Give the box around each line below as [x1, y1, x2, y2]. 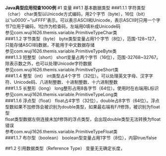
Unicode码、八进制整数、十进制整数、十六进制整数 [13, 79, 118, 85]
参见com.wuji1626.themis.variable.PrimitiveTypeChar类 [5, 30, 117, 35]
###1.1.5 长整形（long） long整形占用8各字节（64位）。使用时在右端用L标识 [5, 85, 159, 91]
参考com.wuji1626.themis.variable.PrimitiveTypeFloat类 [5, 129, 118, 134]
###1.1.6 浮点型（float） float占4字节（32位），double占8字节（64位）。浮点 [5, 98, 160, 104]
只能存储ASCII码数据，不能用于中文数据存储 [5, 42, 95, 48]
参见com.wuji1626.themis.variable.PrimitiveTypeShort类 [5, 67, 119, 72]
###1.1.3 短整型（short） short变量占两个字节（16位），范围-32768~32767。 [5, 54, 161, 60]
